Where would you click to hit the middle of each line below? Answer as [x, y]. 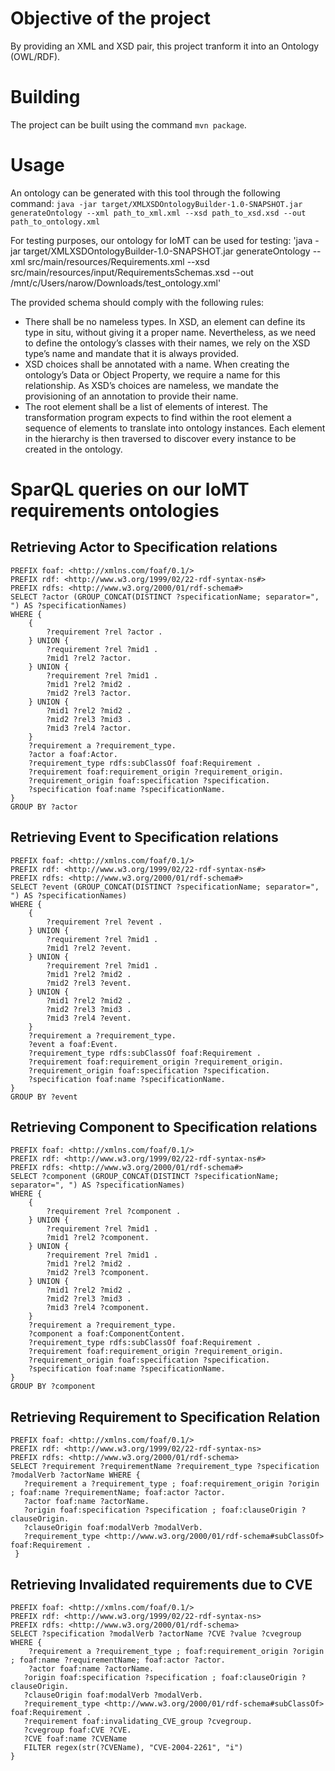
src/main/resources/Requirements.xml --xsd [118, 261]
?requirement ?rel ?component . [114, 1212]
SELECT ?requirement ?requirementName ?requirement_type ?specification [165, 1467]
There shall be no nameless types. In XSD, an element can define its [165, 321]
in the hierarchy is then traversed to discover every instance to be [160, 438]
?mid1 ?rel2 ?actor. [89, 658]
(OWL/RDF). [35, 56]
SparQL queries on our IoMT [130, 489]
